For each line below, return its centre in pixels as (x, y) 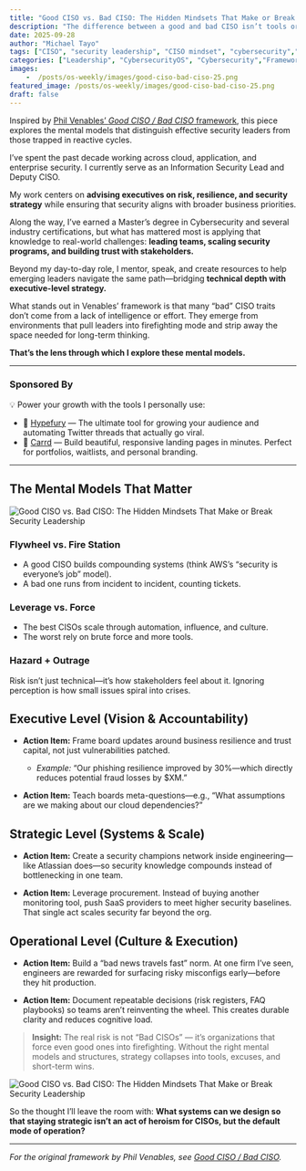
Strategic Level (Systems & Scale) (107, 834)
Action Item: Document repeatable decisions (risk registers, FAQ (144, 999)
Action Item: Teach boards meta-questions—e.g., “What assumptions (153, 796)
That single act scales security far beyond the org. (117, 913)
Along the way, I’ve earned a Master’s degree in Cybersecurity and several (149, 222)
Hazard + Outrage (50, 661)
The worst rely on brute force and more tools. (108, 637)
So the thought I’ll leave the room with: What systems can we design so (145, 1111)
